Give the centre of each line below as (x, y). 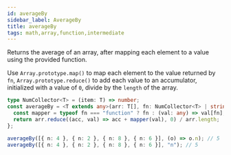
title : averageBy (32, 26)
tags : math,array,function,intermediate (66, 33)
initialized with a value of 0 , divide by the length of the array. (93, 87)
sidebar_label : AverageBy (44, 20)
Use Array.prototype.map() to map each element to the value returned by (111, 73)
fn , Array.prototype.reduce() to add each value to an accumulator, (102, 81)
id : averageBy (27, 13)
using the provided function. (47, 60)
